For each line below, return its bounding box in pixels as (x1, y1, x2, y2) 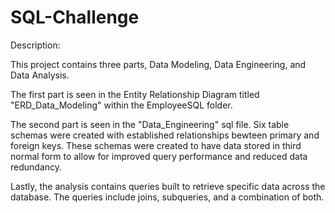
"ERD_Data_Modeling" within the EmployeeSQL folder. (10, 99, 233, 111)
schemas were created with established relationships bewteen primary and (10, 129, 320, 141)
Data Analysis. (10, 69, 70, 81)
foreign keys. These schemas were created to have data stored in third (10, 139, 302, 151)
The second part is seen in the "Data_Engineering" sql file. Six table (10, 118, 290, 130)
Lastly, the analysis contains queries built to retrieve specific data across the (10, 180, 326, 192)
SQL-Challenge (10, 6, 140, 29)
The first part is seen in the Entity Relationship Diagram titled (10, 88, 260, 100)
